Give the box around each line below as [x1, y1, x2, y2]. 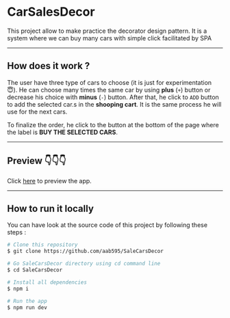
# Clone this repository [7, 241, 78, 248]
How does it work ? [7, 60, 90, 72]
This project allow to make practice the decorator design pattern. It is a [7, 27, 207, 35]
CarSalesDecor [7, 4, 95, 20]
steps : [7, 228, 26, 237]
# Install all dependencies [7, 278, 88, 286]
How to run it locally [7, 202, 94, 214]
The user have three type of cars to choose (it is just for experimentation [7, 78, 212, 86]
